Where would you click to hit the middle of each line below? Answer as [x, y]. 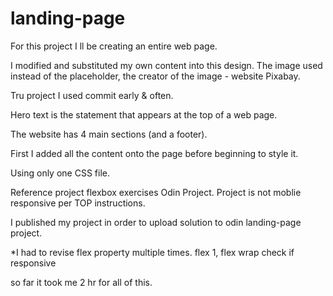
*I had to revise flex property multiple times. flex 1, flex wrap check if [152, 252]
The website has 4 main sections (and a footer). [109, 134]
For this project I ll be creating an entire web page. [114, 46]
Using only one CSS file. [60, 173]
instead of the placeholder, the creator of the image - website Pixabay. [155, 76]
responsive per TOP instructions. [78, 203]
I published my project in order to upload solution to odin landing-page [156, 222]
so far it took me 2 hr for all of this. [81, 282]
